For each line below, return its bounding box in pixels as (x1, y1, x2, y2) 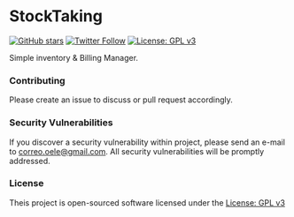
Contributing (9, 74, 66, 86)
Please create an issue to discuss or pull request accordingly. (9, 94, 233, 105)
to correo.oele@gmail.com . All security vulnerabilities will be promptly (9, 146, 265, 156)
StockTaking (9, 6, 104, 26)
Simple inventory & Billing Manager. (9, 52, 139, 63)
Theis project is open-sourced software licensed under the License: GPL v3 (9, 197, 286, 208)
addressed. (9, 155, 50, 166)
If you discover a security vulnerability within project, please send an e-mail (9, 137, 286, 147)
